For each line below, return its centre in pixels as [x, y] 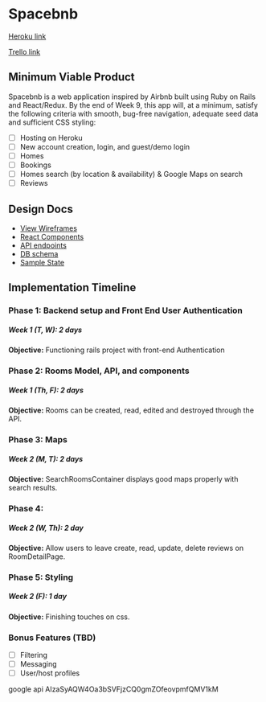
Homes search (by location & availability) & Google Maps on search [131, 174]
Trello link [25, 51]
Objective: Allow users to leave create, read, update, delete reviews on [126, 548]
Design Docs [41, 209]
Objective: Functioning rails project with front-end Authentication [117, 350]
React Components [52, 236]
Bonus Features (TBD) [52, 638]
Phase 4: [26, 508]
